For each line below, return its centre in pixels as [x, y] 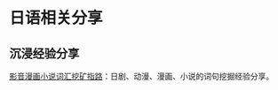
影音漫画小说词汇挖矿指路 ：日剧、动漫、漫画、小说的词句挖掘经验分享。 [141, 76]
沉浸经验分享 [44, 53]
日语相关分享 [56, 18]
